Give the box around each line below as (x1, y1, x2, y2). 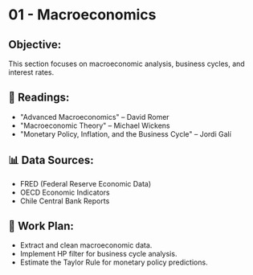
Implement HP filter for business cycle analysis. (19, 249, 178, 259)
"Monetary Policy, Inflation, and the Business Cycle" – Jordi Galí (19, 129, 231, 138)
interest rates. (8, 68, 55, 77)
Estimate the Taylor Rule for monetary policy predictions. (19, 257, 208, 267)
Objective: (8, 38, 62, 51)
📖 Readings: (8, 91, 70, 105)
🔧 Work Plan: (8, 220, 74, 233)
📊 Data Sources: (8, 154, 94, 167)
